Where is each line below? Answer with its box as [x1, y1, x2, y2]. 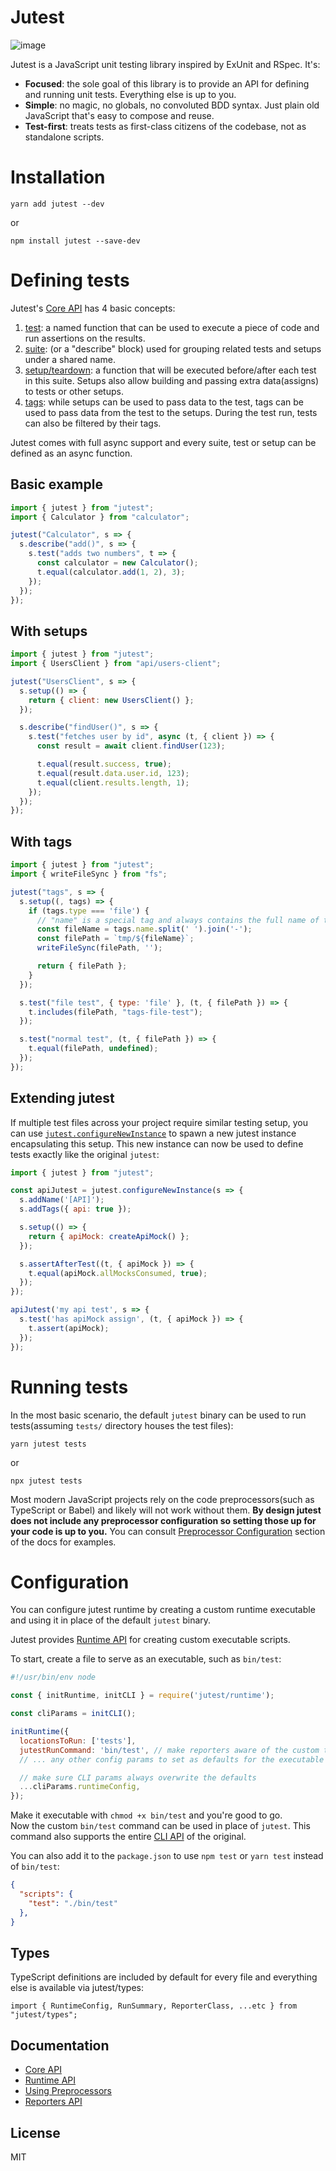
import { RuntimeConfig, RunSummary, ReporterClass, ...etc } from [10, 2001, 298, 2011]
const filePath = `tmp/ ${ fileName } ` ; [36, 934, 195, 944]
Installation [10, 166, 106, 189]
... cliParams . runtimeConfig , [19, 1782, 141, 1792]
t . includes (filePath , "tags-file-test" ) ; [28, 1007, 203, 1017]
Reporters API [24, 2096, 83, 2108]
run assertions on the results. [24, 332, 146, 344]
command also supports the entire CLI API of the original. [10, 1831, 247, 1843]
